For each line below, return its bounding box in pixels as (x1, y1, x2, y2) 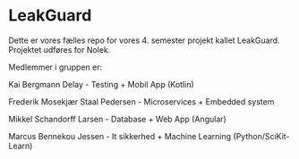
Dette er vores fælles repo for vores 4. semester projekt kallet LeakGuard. (8, 35, 280, 46)
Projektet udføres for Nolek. (8, 44, 111, 54)
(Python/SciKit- (233, 130, 290, 141)
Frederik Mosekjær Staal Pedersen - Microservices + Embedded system (8, 96, 275, 107)
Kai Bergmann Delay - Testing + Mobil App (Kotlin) (8, 79, 194, 89)
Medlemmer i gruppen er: (8, 62, 103, 72)
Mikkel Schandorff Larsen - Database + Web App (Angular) (8, 113, 227, 124)
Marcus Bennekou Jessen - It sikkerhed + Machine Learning (8, 130, 232, 141)
